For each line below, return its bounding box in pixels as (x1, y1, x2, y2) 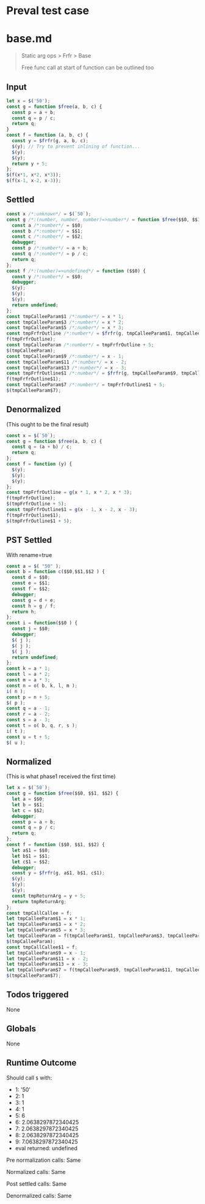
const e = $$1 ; (12, 580, 51, 586)
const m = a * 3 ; (6, 677, 51, 683)
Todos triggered (6, 990, 69, 1000)
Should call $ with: (6, 1073, 52, 1081)
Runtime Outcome (6, 1058, 77, 1068)
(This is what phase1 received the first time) (6, 773, 116, 780)
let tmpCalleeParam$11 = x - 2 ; (6, 955, 88, 962)
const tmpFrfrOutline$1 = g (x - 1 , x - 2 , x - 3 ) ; (6, 507, 138, 513)
